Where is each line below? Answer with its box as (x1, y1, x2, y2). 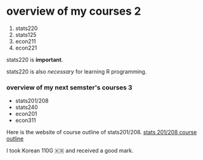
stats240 (15, 104, 38, 111)
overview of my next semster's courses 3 (6, 83, 133, 91)
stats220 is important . (6, 56, 63, 63)
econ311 (15, 116, 36, 124)
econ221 (15, 44, 37, 51)
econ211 (15, 37, 36, 45)
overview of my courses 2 (6, 4, 141, 18)
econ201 (15, 110, 37, 118)
